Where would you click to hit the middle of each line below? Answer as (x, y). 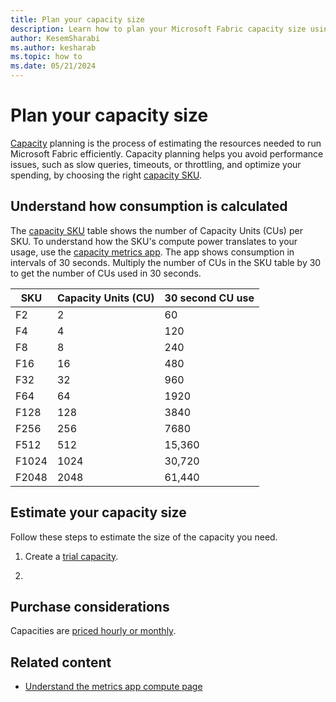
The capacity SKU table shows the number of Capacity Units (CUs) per (156, 230)
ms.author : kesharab (53, 47)
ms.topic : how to (46, 57)
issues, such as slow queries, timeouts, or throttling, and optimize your (156, 164)
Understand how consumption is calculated (149, 206)
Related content (61, 662)
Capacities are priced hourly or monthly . (93, 631)
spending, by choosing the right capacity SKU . (106, 175)
